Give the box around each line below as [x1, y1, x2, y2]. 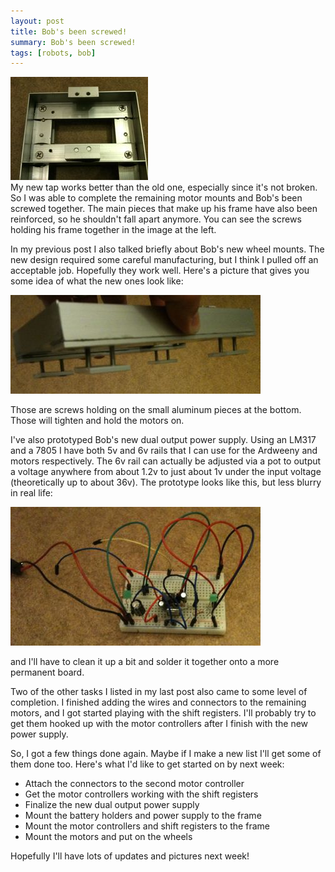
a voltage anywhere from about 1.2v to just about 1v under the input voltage [10, 466, 322, 478]
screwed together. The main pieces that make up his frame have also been [10, 203, 318, 215]
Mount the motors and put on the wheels [24, 831, 193, 843]
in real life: [10, 487, 53, 499]
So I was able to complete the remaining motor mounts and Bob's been [10, 192, 303, 204]
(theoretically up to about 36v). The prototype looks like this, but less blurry [10, 476, 322, 489]
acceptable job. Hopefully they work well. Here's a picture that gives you [10, 265, 310, 277]
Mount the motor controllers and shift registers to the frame [24, 820, 270, 832]
